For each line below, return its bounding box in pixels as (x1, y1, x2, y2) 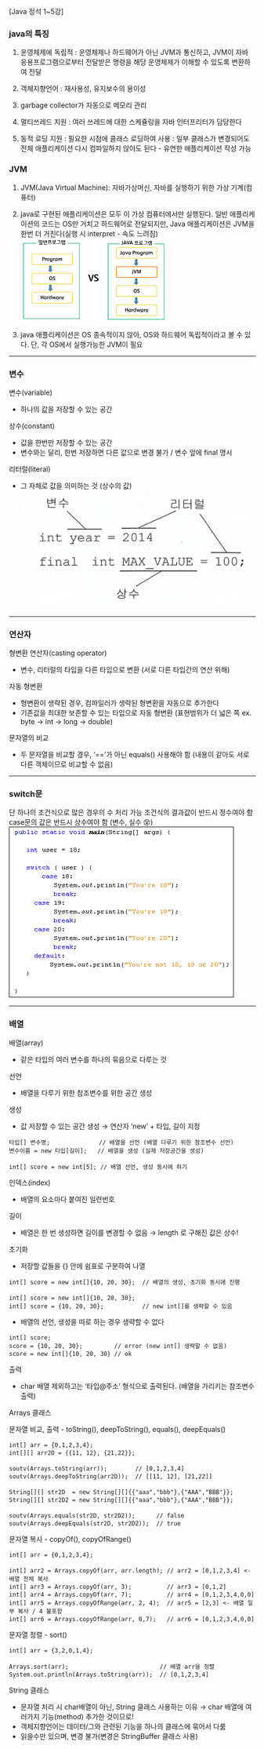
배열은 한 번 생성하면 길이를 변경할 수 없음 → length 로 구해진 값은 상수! (20, 1227, 239, 1237)
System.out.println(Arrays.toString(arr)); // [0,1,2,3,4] (9, 1671, 210, 1678)
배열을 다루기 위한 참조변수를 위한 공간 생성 (20, 1088, 153, 1097)
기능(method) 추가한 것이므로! (41, 1711, 134, 1721)
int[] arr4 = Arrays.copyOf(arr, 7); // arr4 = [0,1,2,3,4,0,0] (9, 1590, 255, 1598)
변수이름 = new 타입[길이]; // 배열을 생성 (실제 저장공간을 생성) (9, 1146, 204, 1155)
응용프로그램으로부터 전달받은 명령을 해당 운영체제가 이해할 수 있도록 (20, 57, 230, 67)
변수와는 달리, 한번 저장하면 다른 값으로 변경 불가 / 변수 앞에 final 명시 (20, 447, 233, 457)
